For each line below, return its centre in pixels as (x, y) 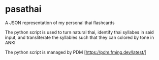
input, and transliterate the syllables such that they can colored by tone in (79, 37)
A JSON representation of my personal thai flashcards (60, 23)
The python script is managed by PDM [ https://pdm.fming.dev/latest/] (76, 52)
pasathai (23, 9)
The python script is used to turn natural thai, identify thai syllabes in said (79, 32)
